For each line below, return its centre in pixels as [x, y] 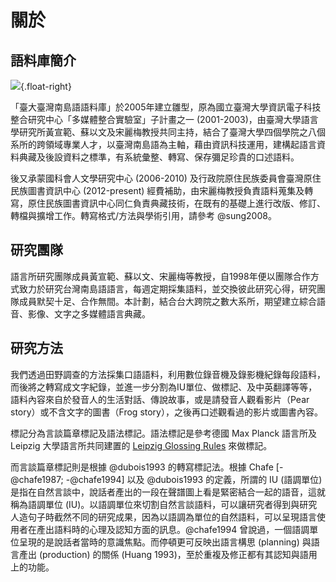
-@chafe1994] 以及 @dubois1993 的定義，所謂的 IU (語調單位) [194, 479]
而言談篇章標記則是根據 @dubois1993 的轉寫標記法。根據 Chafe [142, 467]
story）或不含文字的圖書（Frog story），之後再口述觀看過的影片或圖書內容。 [166, 412]
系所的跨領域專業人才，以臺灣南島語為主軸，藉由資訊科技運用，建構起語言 [163, 144]
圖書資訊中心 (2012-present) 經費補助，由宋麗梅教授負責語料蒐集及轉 [170, 190]
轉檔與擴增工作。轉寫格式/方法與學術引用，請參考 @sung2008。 [143, 215]
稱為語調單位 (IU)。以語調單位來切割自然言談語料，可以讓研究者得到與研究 [164, 504]
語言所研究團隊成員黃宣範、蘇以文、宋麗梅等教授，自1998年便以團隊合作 [160, 276]
